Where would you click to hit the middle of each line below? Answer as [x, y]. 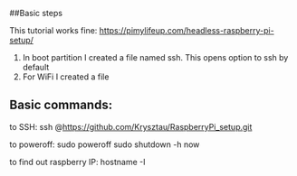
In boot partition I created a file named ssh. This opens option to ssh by [155, 57]
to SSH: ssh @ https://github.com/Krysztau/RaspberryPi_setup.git [131, 126]
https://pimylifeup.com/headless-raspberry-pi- [187, 30]
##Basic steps [36, 13]
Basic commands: [61, 105]
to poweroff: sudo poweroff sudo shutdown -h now [105, 144]
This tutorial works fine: [53, 30]
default [36, 67]
